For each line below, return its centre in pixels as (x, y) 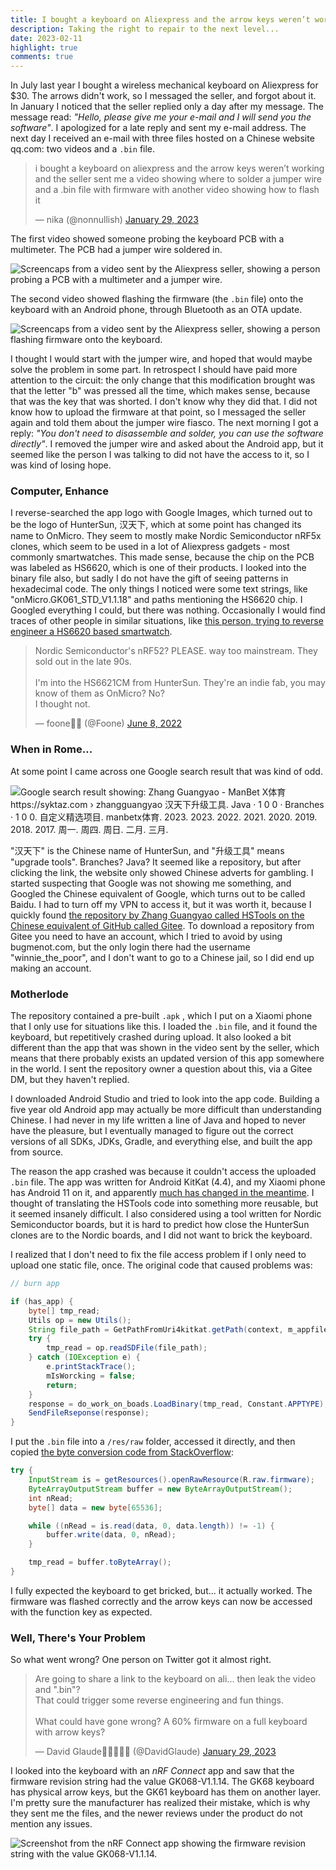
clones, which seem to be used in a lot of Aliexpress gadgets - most (150, 547)
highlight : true (44, 47)
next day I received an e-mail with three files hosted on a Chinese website (162, 138)
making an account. (51, 968)
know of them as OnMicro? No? (99, 693)
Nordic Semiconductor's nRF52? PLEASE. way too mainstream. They (176, 651)
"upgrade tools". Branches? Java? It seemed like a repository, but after (156, 862)
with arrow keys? (70, 1732)
